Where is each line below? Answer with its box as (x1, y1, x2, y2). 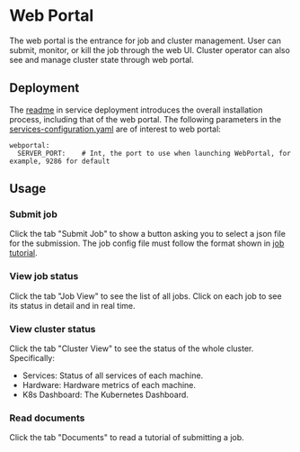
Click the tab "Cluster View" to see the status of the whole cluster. (9, 343, 254, 354)
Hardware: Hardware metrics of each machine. (22, 380, 196, 391)
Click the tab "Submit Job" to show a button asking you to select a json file (9, 229, 286, 240)
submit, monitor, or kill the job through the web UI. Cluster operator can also (9, 44, 290, 55)
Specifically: (9, 353, 56, 364)
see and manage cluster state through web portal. (9, 54, 195, 65)
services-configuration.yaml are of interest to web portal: (9, 123, 222, 134)
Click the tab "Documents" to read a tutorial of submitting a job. (9, 432, 244, 443)
